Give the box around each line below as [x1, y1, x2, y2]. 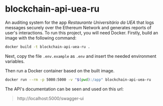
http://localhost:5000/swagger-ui [17, 95, 84, 101]
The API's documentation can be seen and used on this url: [5, 86, 124, 92]
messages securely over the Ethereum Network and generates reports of [5, 24, 152, 30]
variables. [5, 58, 25, 64]
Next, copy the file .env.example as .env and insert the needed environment [5, 53, 157, 59]
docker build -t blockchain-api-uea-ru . [5, 44, 91, 49]
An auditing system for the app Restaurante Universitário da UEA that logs [5, 19, 154, 25]
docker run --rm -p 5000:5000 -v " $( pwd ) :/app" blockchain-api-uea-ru [5, 77, 151, 82]
